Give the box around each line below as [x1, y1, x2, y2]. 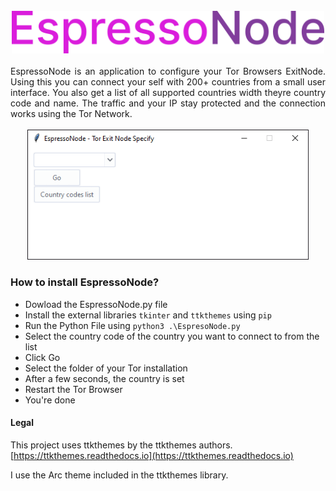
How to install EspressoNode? [10, 275, 160, 289]
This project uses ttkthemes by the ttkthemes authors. [10, 439, 233, 451]
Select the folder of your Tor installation [24, 362, 188, 374]
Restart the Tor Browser [24, 383, 123, 395]
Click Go [24, 351, 61, 363]
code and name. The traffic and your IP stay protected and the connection [10, 97, 326, 109]
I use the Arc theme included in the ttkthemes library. [10, 469, 229, 481]
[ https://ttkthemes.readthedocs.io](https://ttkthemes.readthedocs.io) [10, 449, 294, 461]
